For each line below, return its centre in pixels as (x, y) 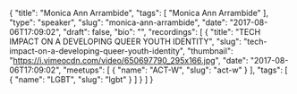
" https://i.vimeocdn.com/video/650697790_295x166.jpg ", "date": (129, 60)
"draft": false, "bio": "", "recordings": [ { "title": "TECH (161, 32)
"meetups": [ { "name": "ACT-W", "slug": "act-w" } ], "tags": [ (175, 70)
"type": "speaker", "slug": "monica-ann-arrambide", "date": (119, 22)
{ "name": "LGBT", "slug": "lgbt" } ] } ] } (81, 79)
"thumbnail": (210, 51)
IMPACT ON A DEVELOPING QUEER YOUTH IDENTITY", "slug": (125, 41)
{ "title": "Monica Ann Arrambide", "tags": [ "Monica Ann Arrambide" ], (139, 13)
